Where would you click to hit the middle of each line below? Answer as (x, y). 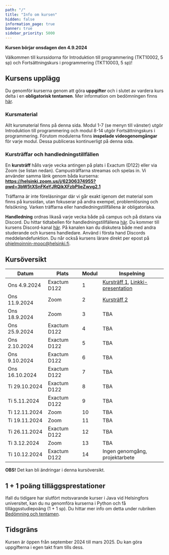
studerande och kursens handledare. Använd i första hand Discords (75, 233)
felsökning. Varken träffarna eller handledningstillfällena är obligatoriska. (80, 207)
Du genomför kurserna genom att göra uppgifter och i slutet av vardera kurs (84, 91)
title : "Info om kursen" (31, 15)
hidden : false (20, 19)
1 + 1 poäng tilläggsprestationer (55, 486)
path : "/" (16, 10)
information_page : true (30, 24)
